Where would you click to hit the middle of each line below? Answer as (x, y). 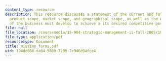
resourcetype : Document (30, 42)
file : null (16, 28)
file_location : (21, 32)
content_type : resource (30, 10)
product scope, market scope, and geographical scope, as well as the (84, 19)
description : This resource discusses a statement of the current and (79, 14)
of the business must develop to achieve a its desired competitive (82, 23)
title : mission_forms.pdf (32, 46)
